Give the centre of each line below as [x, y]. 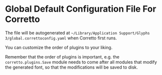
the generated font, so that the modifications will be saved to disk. [71, 67]
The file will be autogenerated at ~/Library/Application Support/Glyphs [78, 33]
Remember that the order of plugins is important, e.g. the [62, 56]
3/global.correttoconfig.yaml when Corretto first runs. [61, 38]
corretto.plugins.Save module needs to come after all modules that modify [81, 62]
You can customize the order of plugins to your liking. [59, 47]
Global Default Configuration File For [81, 9]
